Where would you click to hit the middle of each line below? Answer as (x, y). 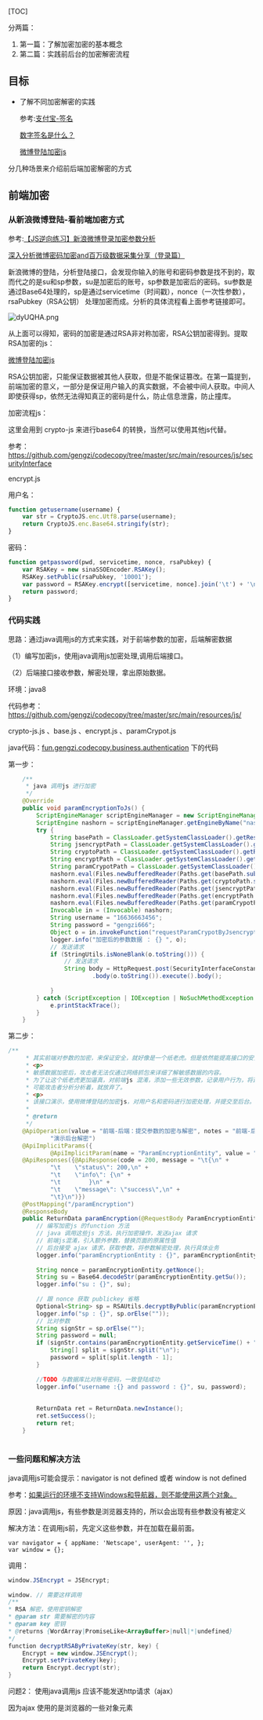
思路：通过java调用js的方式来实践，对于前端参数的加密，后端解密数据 (120, 639)
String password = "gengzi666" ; (103, 925)
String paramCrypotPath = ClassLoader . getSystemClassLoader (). (155, 867)
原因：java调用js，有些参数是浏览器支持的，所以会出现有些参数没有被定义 (127, 1511)
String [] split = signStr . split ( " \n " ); (115, 1350)
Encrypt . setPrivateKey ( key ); (70, 1660)
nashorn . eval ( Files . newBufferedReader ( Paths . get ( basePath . (148, 874)
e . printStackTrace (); (85, 1005)
